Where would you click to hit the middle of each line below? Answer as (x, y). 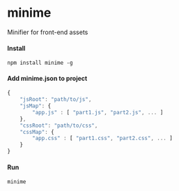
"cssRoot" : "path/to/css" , (59, 125)
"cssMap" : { (37, 132)
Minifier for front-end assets (48, 32)
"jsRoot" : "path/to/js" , (56, 100)
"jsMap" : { (36, 106)
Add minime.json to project (47, 78)
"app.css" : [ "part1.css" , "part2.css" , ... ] (102, 138)
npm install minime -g (40, 63)
